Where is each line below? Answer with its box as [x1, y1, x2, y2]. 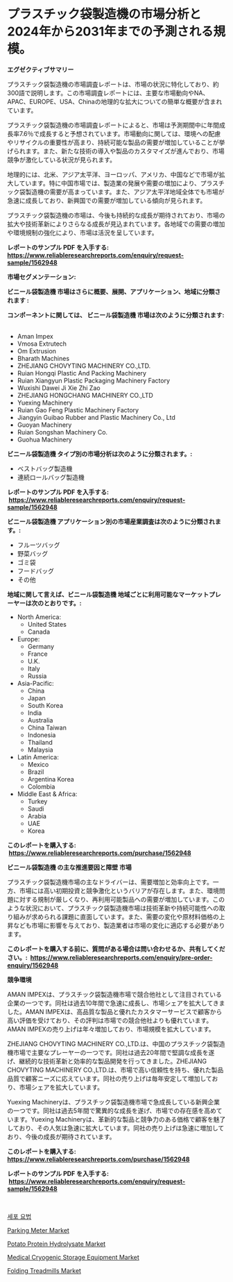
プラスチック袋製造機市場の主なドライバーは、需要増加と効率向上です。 [7, 877, 214, 886]
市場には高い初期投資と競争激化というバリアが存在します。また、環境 [19, 886, 220, 895]
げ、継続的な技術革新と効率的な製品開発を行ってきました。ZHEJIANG [7, 1056, 207, 1065]
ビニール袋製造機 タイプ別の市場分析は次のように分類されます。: [7, 449, 193, 458]
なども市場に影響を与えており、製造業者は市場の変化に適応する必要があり [12, 921, 225, 929]
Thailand [27, 738, 53, 746]
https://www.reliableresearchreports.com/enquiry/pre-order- [30, 953, 213, 961]
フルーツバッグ [17, 541, 60, 549]
